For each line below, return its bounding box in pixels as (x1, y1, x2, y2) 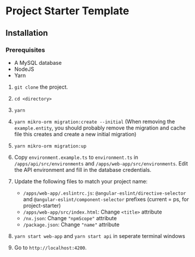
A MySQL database (14, 59, 62, 66)
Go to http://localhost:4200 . (14, 244, 87, 251)
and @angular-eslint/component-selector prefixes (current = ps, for (23, 195, 190, 203)
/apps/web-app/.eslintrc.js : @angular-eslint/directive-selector (23, 189, 187, 196)
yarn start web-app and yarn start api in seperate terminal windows (14, 232, 185, 239)
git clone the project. (14, 83, 68, 90)
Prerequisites (5, 46, 45, 54)
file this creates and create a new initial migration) (14, 130, 137, 137)
